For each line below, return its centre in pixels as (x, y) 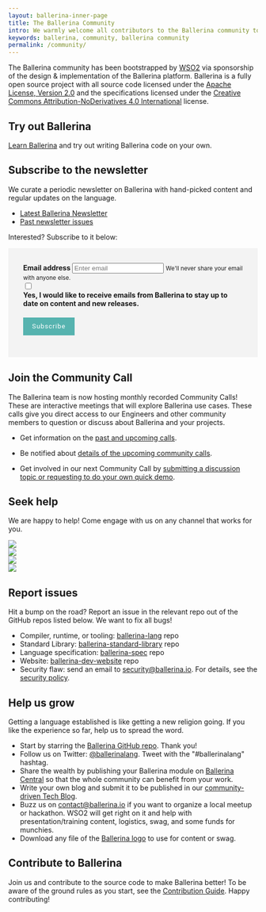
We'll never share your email (204, 268)
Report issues (43, 593)
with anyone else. (47, 278)
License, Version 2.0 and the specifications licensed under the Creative (125, 93)
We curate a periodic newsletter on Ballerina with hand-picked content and (131, 189)
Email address (47, 267)
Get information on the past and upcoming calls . (98, 438)
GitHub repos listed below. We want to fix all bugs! (90, 620)
